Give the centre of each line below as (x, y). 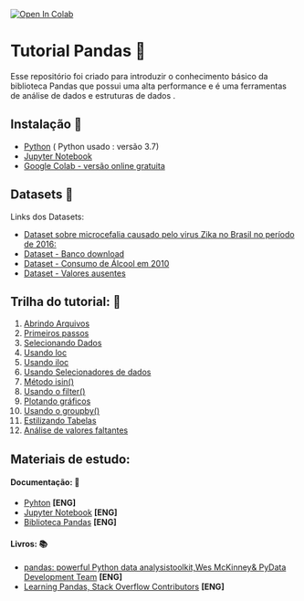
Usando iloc (46, 363)
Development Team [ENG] (73, 577)
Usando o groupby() (62, 411)
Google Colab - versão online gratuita (94, 165)
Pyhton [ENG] (50, 502)
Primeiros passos (56, 333)
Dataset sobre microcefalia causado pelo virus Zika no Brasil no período (159, 234)
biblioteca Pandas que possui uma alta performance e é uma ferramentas (148, 86)
